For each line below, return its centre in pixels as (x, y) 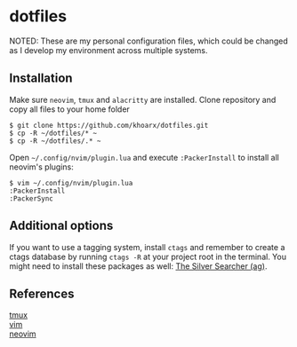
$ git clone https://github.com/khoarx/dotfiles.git (109, 125)
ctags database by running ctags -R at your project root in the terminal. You (148, 256)
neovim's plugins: (41, 167)
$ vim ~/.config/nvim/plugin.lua (71, 183)
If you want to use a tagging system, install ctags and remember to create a (147, 247)
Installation (41, 79)
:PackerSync (31, 198)
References (42, 293)
